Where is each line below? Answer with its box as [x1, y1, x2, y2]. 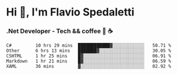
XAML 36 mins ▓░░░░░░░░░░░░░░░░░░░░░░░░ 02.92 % [6, 64, 171, 70]
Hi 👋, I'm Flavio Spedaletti [6, 5, 135, 19]
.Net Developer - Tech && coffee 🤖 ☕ [6, 27, 113, 35]
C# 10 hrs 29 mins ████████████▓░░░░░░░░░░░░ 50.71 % [6, 43, 171, 49]
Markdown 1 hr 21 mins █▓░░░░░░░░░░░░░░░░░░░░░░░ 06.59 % [6, 58, 171, 64]
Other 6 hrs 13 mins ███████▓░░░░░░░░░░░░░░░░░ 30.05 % [6, 48, 171, 54]
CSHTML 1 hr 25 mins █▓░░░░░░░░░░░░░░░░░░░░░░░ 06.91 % [6, 53, 171, 59]
